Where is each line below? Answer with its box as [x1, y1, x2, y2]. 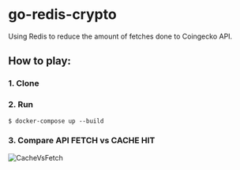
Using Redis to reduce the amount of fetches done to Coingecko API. [8, 31, 233, 41]
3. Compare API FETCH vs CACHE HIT [8, 135, 156, 146]
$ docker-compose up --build [8, 116, 104, 125]
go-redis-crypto [8, 6, 117, 24]
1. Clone [8, 78, 39, 89]
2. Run [8, 99, 34, 110]
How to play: [8, 54, 71, 68]
